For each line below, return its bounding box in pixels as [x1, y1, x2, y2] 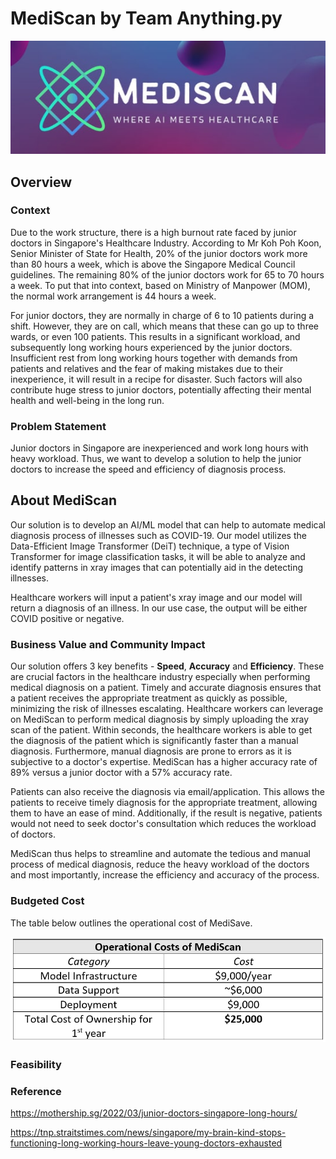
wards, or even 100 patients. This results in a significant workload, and [10, 330, 301, 342]
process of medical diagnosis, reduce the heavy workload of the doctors [10, 858, 310, 871]
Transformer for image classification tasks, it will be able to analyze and [10, 550, 306, 562]
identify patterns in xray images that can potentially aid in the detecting [10, 561, 304, 573]
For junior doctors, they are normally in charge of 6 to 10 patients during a [10, 309, 315, 321]
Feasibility [10, 1057, 62, 1071]
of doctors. [10, 828, 57, 841]
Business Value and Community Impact [10, 637, 206, 651]
